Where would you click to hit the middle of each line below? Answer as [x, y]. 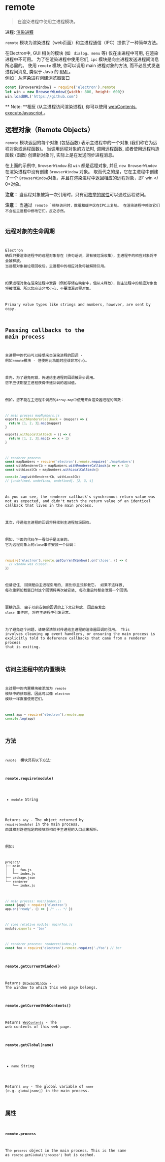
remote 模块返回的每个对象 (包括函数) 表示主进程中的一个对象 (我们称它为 [79, 143]
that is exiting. [23, 647]
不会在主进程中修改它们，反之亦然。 [36, 211]
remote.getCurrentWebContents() [38, 1006]
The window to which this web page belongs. [51, 987]
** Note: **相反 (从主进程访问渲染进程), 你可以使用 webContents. [71, 106]
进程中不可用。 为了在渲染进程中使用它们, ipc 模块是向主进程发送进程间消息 [82, 59]
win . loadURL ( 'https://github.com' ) [42, 96]
